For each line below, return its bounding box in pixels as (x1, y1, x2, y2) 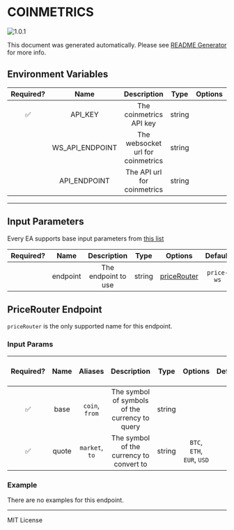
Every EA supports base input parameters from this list (7, 234, 164, 243)
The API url (125, 167, 162, 176)
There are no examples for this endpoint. (7, 496, 124, 504)
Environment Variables (7, 68, 109, 80)
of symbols (112, 395, 149, 405)
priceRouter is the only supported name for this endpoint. (7, 322, 173, 331)
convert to (114, 459, 148, 469)
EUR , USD (183, 455, 209, 464)
